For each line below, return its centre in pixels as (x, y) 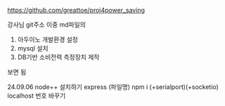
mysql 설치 (33, 48)
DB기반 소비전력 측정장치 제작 (58, 57)
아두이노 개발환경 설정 (48, 39)
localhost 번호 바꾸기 (37, 95)
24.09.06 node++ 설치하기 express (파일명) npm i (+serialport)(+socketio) (113, 87)
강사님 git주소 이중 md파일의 (47, 25)
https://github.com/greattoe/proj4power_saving (76, 10)
